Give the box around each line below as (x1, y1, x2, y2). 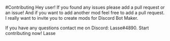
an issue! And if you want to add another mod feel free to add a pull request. (5, 10, 165, 16)
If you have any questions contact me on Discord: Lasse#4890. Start (5, 25, 149, 31)
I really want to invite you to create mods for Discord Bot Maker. (5, 15, 139, 21)
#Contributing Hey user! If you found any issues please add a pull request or (5, 5, 165, 10)
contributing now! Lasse (5, 30, 56, 36)
